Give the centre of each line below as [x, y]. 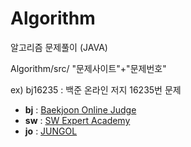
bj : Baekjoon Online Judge [80, 109]
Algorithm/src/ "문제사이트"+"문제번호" [88, 68]
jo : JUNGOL [51, 131]
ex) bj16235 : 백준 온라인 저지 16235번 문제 [96, 89]
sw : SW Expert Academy [77, 120]
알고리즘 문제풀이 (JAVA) [59, 47]
